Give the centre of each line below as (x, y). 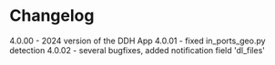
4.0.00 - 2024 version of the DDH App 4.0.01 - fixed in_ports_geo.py (137, 41)
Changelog (52, 16)
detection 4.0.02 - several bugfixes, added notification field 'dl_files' (137, 50)
